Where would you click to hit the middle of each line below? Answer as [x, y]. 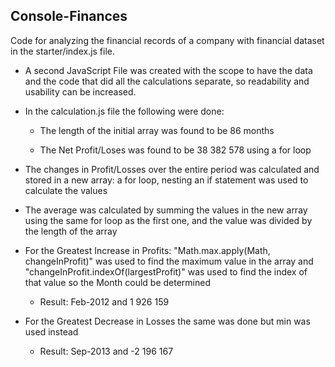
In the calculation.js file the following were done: [124, 111]
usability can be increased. [80, 91]
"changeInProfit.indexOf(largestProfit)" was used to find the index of [166, 271]
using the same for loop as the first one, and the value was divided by [168, 220]
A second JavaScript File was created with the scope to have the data [168, 70]
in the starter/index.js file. [63, 51]
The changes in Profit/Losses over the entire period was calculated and [172, 169]
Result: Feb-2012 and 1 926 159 [104, 301]
